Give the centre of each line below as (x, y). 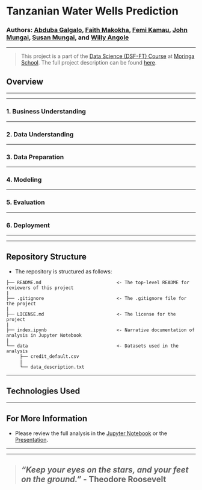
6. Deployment (28, 225)
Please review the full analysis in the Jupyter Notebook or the (91, 433)
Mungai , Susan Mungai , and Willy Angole (68, 37)
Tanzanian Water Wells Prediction (92, 11)
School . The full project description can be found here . (89, 63)
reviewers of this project (40, 288)
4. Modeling (24, 180)
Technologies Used (43, 391)
